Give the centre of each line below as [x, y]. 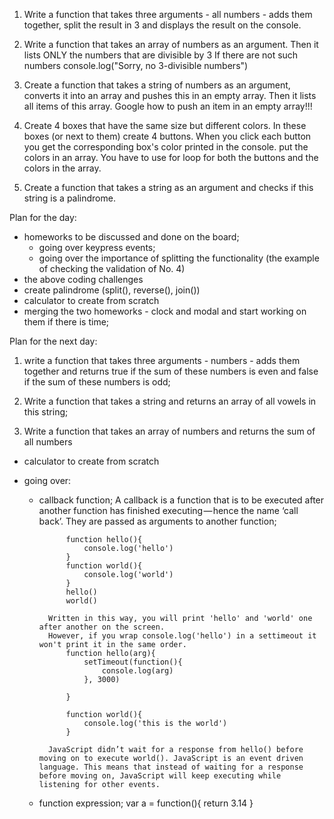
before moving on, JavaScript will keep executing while [160, 776]
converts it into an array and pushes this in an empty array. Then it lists [170, 95]
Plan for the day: [43, 217]
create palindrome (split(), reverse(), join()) [112, 290]
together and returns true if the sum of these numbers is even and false [171, 371]
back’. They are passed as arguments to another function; [157, 521]
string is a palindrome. [69, 198]
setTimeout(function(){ [133, 662]
